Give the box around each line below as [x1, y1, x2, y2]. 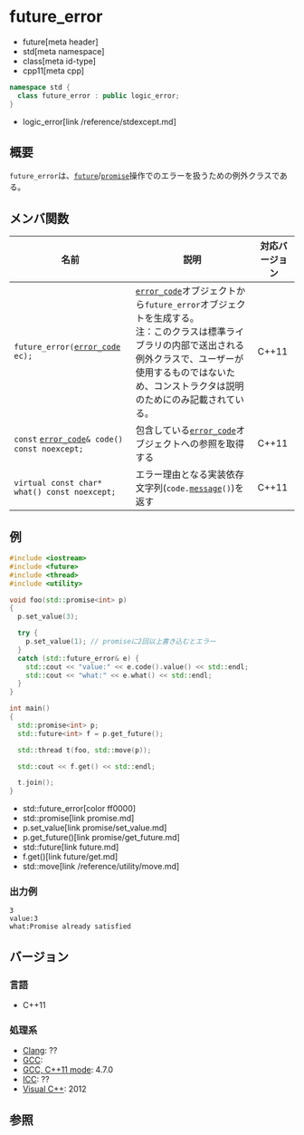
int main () [9, 704, 51, 713]
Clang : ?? [22, 1045, 58, 1056]
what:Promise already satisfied [9, 922, 131, 931]
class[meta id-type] [22, 55, 97, 66]
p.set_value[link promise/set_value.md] [22, 822, 167, 833]
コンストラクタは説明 [153, 380, 244, 393]
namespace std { [9, 82, 71, 92]
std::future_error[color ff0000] [22, 803, 137, 814]
